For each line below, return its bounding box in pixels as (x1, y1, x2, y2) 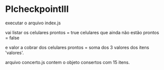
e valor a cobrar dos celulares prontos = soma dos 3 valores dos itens (5, 44, 149, 50)
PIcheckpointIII (5, 3, 69, 15)
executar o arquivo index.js (5, 20, 61, 26)
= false (5, 35, 19, 41)
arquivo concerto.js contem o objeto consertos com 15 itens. (5, 59, 130, 65)
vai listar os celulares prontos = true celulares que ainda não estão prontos (5, 29, 159, 35)
